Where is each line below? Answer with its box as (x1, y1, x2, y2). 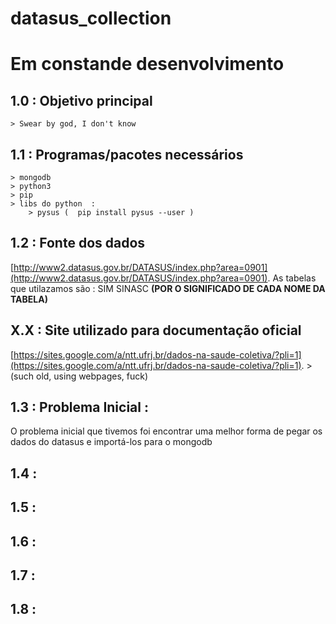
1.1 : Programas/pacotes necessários (10, 146, 244, 163)
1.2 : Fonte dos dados (10, 235, 146, 252)
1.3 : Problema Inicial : (10, 399, 149, 416)
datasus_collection (10, 7, 172, 30)
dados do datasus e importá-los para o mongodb (10, 436, 213, 448)
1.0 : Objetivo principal (10, 92, 153, 109)
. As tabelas (267, 272, 317, 284)
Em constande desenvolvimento (10, 53, 285, 76)
